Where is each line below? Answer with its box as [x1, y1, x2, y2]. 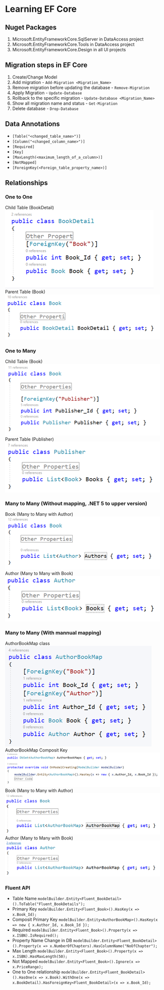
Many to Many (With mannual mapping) [5, 629, 102, 636]
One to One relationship [12, 969, 60, 975]
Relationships [5, 179, 48, 187]
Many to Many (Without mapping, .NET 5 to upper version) [5, 500, 147, 507]
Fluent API [5, 884, 30, 891]
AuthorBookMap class [5, 641, 50, 647]
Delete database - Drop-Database [12, 105, 79, 112]
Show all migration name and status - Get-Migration [12, 100, 118, 106]
